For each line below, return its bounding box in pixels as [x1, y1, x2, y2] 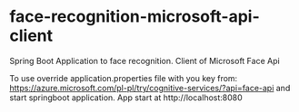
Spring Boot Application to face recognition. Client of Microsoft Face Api [9, 55, 280, 66]
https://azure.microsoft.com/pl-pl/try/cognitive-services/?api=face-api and [9, 82, 291, 93]
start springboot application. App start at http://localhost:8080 [9, 92, 243, 103]
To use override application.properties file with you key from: [9, 72, 238, 83]
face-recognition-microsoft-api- [9, 6, 261, 27]
